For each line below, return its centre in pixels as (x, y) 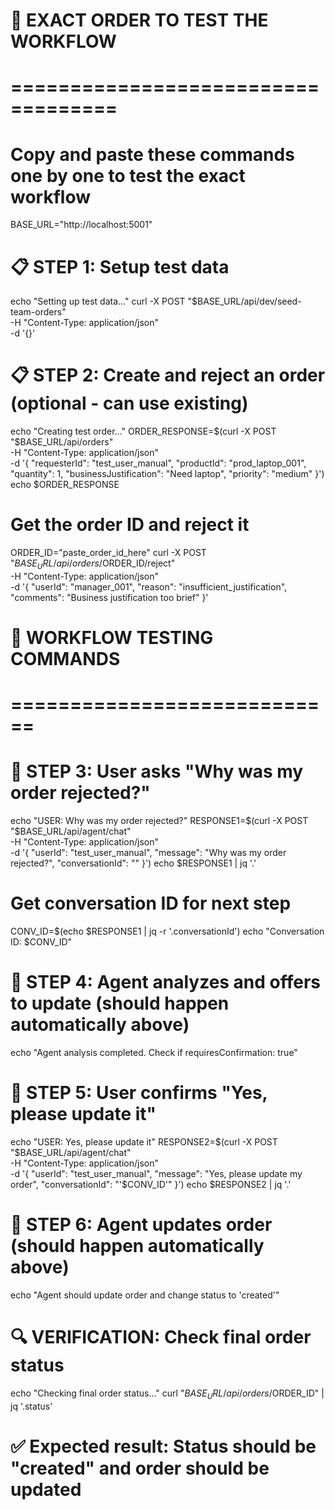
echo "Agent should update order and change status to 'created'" (145, 1295)
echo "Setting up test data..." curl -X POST (98, 301)
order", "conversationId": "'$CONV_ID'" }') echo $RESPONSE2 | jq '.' (151, 1185)
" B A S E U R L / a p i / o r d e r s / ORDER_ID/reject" (93, 564)
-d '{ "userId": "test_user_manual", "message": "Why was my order (148, 853)
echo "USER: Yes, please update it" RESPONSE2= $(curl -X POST (144, 1142)
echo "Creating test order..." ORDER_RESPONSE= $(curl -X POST (143, 431)
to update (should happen (120, 1003)
